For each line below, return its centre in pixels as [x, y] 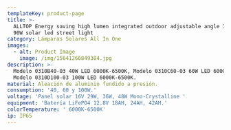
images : [18, 45]
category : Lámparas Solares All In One [64, 39]
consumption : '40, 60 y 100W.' [52, 90]
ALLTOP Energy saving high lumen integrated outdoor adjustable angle [117, 26]
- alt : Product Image [44, 52]
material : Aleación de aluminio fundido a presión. [82, 84]
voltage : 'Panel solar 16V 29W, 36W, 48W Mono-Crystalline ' [97, 97]
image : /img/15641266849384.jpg [66, 58]
